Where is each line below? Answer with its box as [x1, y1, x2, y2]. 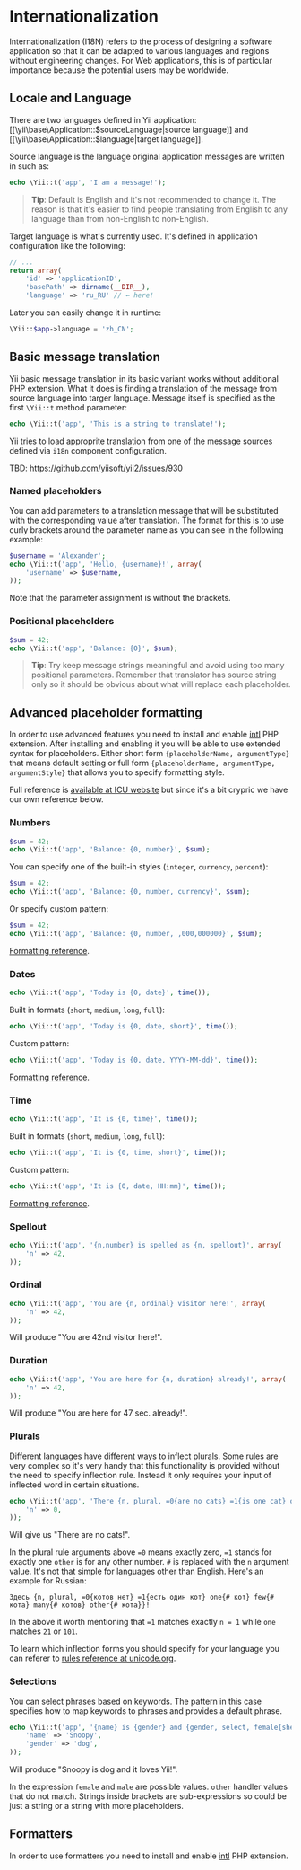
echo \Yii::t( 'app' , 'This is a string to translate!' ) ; [9, 419, 227, 428]
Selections [9, 1675, 57, 1688]
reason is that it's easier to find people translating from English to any [30, 204, 288, 215]
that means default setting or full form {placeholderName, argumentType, [9, 757, 276, 769]
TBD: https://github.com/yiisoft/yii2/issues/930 [9, 463, 184, 473]
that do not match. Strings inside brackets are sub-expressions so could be [9, 1791, 287, 1802]
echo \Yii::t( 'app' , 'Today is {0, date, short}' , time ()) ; [9, 1021, 239, 1030]
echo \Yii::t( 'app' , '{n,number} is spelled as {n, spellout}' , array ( [9, 1240, 282, 1249]
